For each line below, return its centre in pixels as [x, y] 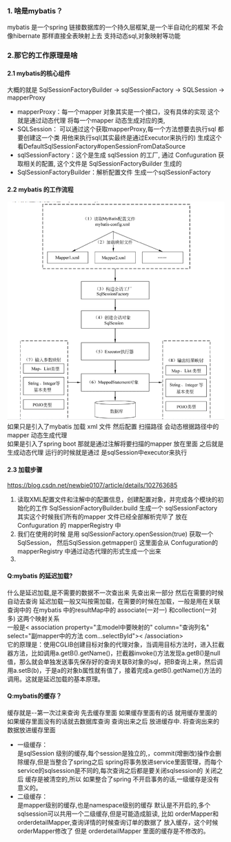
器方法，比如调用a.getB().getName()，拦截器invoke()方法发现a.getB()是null [114, 653]
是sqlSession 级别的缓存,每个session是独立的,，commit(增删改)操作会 [116, 753]
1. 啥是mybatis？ [35, 10]
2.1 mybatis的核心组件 [39, 73]
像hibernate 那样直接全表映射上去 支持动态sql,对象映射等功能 [94, 36]
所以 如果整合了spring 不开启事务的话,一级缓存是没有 [144, 779]
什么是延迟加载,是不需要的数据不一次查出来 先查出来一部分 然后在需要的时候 [115, 593]
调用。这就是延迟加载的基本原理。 [56, 679]
